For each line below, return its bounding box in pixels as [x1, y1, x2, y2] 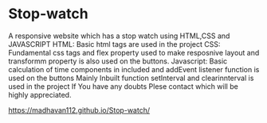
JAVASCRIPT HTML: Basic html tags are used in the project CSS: [8, 39, 221, 48]
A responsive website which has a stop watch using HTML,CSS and [8, 31, 230, 40]
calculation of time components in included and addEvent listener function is [8, 64, 260, 74]
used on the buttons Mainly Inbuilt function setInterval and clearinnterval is [8, 73, 254, 83]
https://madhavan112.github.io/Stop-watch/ [8, 105, 150, 115]
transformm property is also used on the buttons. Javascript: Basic [8, 56, 228, 66]
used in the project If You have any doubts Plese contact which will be [8, 81, 239, 91]
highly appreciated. [8, 90, 72, 99]
